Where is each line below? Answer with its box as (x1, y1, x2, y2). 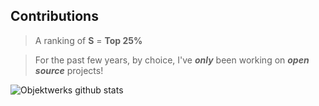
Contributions (10, 8, 99, 25)
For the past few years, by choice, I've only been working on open (34, 54, 310, 66)
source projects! (34, 64, 104, 76)
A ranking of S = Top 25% (34, 34, 143, 46)
